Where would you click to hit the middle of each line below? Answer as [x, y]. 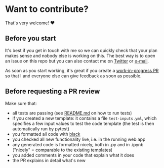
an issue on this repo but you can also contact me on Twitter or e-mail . [77, 61]
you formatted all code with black [46, 134]
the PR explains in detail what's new [49, 160]
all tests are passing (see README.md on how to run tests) [72, 113]
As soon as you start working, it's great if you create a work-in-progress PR [82, 70]
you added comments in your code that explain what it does [73, 155]
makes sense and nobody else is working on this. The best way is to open [80, 56]
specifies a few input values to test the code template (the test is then [83, 123]
